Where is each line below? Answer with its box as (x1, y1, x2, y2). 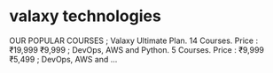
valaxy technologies (9, 6, 161, 26)
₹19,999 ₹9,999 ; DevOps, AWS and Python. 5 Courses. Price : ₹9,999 (9, 44, 264, 55)
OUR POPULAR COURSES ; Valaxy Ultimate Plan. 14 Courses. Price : (9, 35, 259, 46)
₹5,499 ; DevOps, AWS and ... (9, 54, 118, 64)
